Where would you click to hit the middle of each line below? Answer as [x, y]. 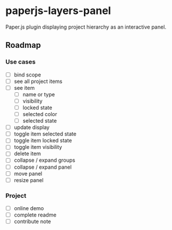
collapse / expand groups [44, 160]
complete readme [35, 215]
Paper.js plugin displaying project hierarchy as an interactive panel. [86, 27]
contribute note [32, 222]
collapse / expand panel [43, 167]
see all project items [38, 81]
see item [24, 88]
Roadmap [23, 45]
